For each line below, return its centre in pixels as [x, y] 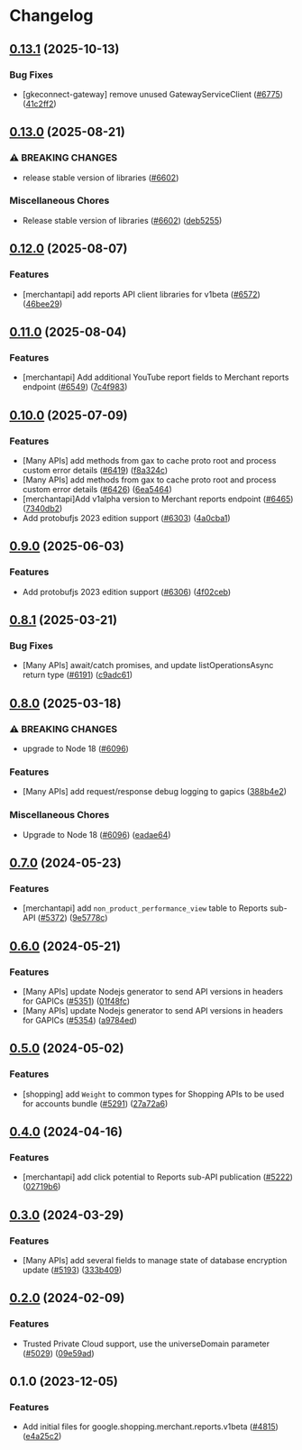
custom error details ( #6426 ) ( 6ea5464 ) [97, 489]
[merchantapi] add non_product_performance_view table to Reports [145, 908]
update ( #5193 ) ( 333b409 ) [72, 1270]
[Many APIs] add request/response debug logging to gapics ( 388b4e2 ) [154, 792]
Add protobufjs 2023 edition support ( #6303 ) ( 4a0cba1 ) [127, 518]
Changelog [51, 16]
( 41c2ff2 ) [39, 104]
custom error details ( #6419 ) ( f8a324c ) [95, 470]
